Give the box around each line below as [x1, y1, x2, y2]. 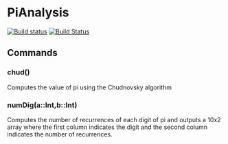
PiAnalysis [7, 5, 70, 20]
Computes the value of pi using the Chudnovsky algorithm [7, 83, 172, 91]
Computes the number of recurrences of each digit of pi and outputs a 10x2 [7, 115, 221, 124]
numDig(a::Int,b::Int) [7, 100, 78, 110]
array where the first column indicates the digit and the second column [7, 123, 208, 131]
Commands [7, 47, 58, 59]
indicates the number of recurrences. [7, 130, 113, 138]
